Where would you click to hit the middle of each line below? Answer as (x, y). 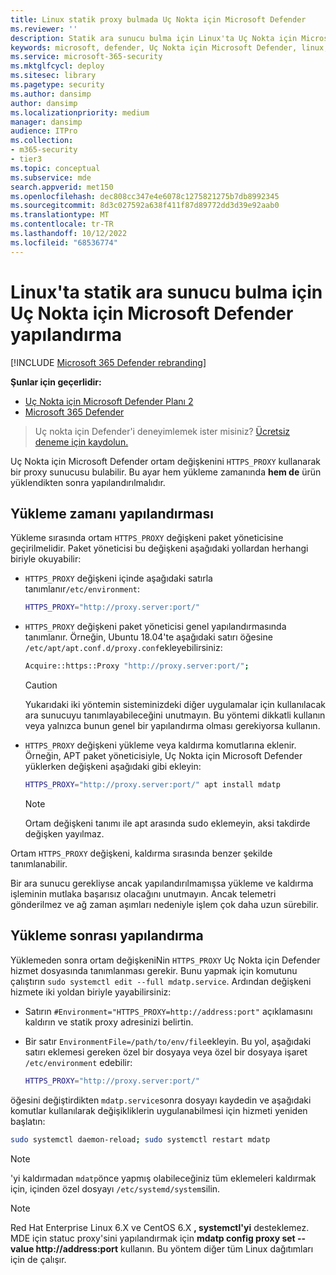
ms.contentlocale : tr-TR (62, 224)
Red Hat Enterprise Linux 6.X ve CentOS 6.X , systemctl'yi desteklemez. (160, 1227)
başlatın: (28, 1121)
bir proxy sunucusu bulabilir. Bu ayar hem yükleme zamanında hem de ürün (166, 472)
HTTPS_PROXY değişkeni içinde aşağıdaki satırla (118, 578)
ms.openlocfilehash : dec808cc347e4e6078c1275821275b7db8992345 (145, 196)
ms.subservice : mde (51, 177)
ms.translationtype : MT (60, 215)
